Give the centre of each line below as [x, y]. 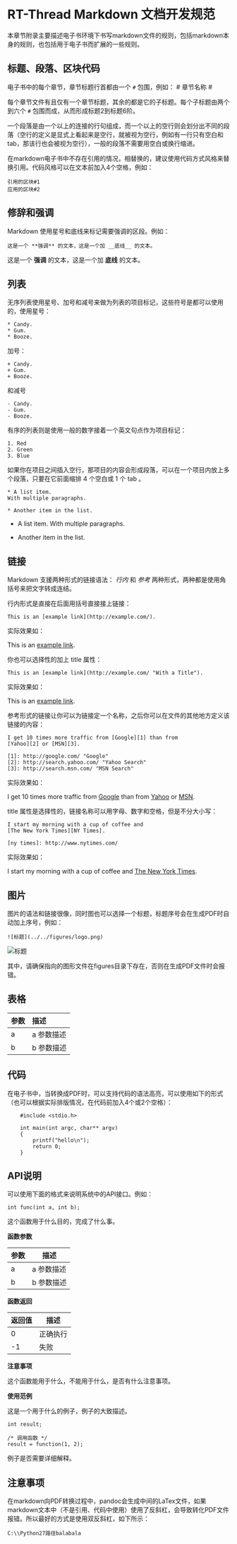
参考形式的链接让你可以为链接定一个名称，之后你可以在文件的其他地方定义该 [119, 716]
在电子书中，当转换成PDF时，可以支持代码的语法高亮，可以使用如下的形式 [115, 1093]
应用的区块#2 [24, 189]
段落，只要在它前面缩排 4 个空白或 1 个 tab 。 [79, 479]
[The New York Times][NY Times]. [56, 831]
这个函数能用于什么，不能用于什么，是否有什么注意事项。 [91, 1381]
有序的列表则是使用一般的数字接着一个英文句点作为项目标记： [97, 430]
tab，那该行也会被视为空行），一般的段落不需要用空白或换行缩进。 [103, 143]
